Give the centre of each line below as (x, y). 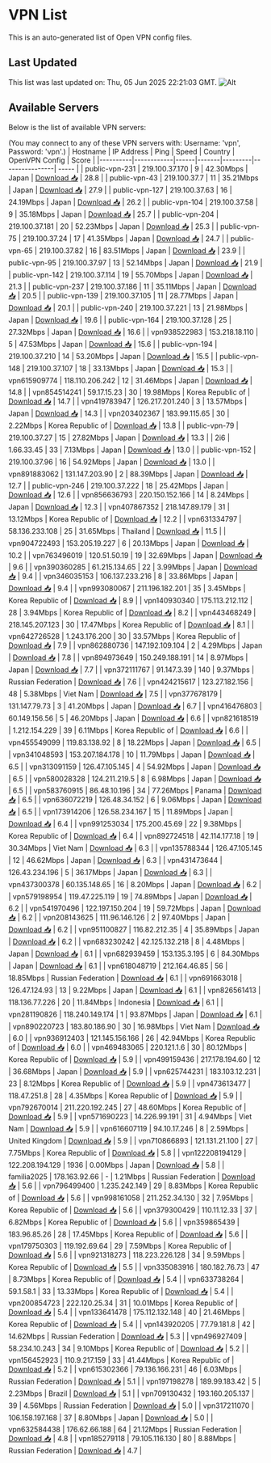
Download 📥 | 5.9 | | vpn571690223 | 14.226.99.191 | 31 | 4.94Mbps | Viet (130, 1116)
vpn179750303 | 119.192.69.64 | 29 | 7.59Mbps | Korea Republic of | (120, 1245)
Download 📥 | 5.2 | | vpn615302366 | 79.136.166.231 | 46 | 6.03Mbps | (125, 1369)
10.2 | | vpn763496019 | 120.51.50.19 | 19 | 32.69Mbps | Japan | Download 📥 (135, 555)
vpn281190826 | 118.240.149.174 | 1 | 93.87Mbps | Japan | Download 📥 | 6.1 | (135, 1014)
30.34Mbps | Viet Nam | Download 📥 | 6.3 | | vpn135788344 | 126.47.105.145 (135, 848)
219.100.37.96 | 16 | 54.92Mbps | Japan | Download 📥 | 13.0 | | (112, 462)
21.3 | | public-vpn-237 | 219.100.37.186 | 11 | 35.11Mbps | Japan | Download (132, 286)
